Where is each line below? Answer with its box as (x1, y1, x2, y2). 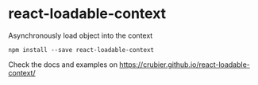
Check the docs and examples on (8, 60, 117, 69)
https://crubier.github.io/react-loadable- (118, 60, 250, 69)
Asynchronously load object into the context (8, 31, 153, 40)
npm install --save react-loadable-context (8, 46, 155, 54)
